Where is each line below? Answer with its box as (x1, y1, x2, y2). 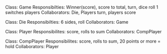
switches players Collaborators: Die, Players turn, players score (5, 9, 136, 15)
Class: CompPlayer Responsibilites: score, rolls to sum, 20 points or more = (5, 38, 161, 44)
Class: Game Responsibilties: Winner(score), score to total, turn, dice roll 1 (5, 4, 158, 10)
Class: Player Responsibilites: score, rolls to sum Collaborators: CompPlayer (5, 29, 162, 34)
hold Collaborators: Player (5, 44, 59, 49)
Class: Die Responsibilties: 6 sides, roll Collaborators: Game (5, 19, 129, 25)
